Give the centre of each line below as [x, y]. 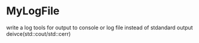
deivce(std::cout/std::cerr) [39, 33]
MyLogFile [33, 11]
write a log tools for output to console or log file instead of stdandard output [99, 27]
